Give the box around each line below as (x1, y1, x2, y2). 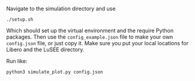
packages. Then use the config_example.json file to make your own (6, 33, 173, 40)
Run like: (6, 58, 28, 64)
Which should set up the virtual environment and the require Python (6, 27, 174, 34)
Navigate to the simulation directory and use (6, 5, 116, 12)
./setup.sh (6, 17, 34, 23)
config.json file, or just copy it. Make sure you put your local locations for (6, 40, 189, 46)
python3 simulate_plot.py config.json (6, 69, 103, 75)
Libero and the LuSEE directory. (6, 46, 85, 53)
